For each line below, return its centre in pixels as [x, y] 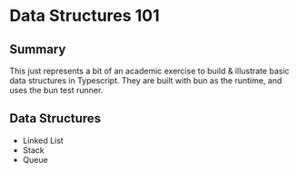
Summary [38, 49]
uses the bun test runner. [56, 90]
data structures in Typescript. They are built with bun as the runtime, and [146, 81]
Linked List [43, 140]
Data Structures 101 [85, 16]
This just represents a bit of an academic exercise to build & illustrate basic [149, 71]
